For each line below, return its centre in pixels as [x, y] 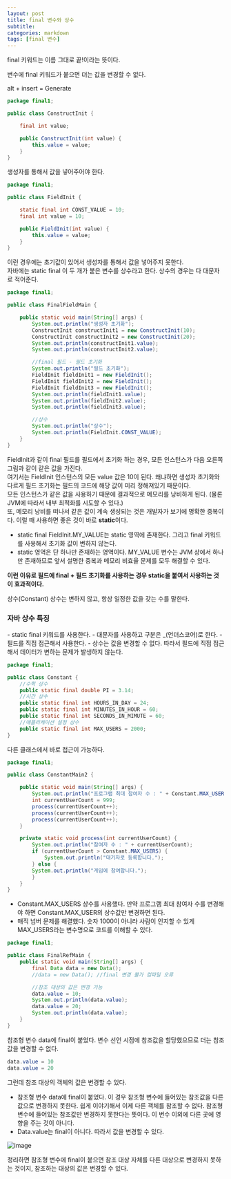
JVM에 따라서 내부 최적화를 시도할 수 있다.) [66, 503]
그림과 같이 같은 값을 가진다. [45, 468]
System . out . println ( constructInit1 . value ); [95, 343]
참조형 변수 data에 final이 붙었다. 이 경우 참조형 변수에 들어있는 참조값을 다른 [120, 1097]
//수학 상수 [34, 684]
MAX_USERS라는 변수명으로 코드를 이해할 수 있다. [85, 930]
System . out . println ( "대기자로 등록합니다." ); [104, 858]
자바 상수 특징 [29, 618]
